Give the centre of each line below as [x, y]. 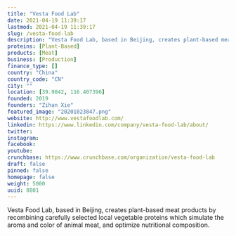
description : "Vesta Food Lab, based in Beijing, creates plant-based [113, 40]
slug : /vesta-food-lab [40, 33]
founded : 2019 [28, 99]
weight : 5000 [26, 183]
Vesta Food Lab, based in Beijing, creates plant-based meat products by [112, 210]
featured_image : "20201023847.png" [59, 112]
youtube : [20, 151]
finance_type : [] [33, 66]
